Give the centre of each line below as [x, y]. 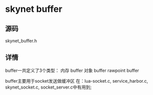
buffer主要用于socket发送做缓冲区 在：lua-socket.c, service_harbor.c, [76, 81]
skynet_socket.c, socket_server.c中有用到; [48, 87]
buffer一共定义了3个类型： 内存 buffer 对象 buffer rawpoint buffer [72, 70]
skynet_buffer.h [21, 41]
